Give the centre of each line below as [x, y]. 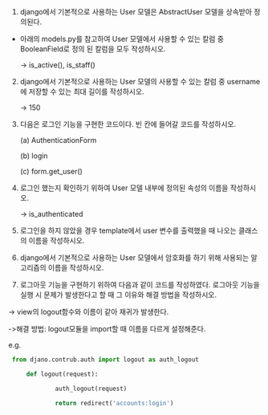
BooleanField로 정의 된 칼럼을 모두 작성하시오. [93, 49]
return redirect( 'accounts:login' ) [114, 403]
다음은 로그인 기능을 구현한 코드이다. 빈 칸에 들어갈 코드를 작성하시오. [128, 124]
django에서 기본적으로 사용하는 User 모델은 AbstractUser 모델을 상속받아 [136, 12]
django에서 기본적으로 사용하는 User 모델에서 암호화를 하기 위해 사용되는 [134, 258]
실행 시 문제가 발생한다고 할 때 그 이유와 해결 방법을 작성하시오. [118, 295]
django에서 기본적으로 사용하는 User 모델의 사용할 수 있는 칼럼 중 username [140, 81]
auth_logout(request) [91, 389]
